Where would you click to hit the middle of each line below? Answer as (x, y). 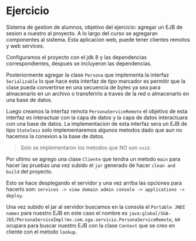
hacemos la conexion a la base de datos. (55, 136)
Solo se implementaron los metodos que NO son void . (86, 148)
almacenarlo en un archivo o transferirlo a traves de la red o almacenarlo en (98, 93)
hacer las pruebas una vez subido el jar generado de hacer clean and (91, 165)
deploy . (15, 195)
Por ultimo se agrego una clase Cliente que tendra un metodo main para (93, 159)
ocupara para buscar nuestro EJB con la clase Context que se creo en (90, 225)
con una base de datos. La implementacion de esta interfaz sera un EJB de (97, 123)
